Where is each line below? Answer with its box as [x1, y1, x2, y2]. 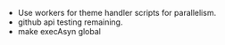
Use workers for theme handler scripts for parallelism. [17, 8, 217, 18]
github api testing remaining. [17, 17, 123, 27]
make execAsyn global [17, 26, 101, 36]
